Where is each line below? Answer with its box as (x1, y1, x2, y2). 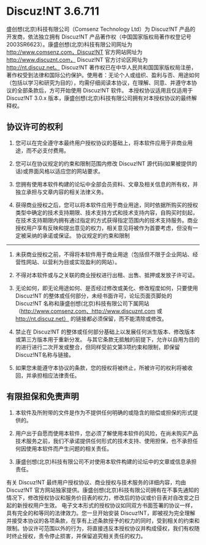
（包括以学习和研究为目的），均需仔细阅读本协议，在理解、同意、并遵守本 (6, 78, 192, 86)
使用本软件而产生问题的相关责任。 (26, 444, 112, 452)
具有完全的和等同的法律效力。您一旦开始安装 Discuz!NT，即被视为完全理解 (6, 509, 196, 516)
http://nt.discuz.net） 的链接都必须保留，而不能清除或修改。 (15, 314, 167, 322)
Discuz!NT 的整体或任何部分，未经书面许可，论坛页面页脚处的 (15, 292, 173, 299)
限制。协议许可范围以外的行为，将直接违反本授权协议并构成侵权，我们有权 (6, 524, 194, 532)
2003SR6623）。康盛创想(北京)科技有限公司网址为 (6, 40, 133, 48)
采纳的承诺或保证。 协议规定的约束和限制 (26, 232, 130, 239)
